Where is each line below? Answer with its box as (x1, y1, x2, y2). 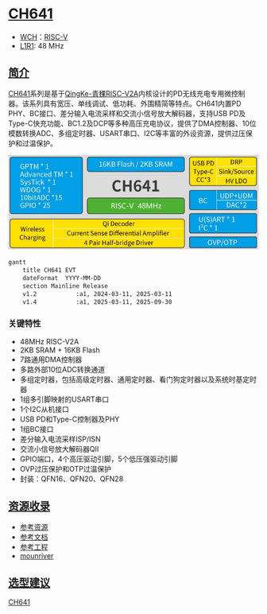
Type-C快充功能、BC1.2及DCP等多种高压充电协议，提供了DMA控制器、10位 (8, 119, 257, 128)
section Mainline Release (22, 282, 109, 290)
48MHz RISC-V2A (19, 336, 79, 346)
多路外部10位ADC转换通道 (19, 364, 106, 374)
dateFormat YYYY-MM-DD (22, 274, 102, 282)
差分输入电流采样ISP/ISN (19, 434, 101, 444)
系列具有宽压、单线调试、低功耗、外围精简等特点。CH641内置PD (29, 99, 242, 108)
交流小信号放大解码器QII (19, 444, 99, 453)
